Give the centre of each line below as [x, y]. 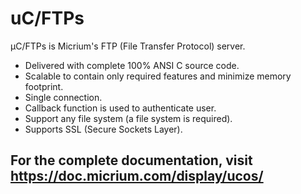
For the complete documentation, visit [131, 160]
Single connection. [63, 97]
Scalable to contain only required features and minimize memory [158, 76]
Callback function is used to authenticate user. [120, 108]
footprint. [44, 86]
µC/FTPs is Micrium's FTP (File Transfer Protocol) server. [128, 46]
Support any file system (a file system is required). [128, 118]
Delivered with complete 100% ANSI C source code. [132, 65]
